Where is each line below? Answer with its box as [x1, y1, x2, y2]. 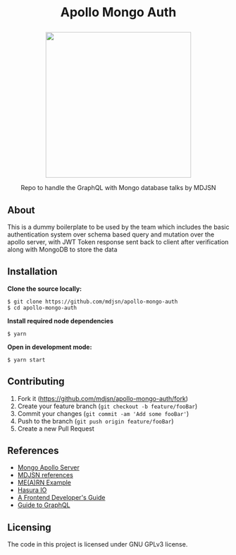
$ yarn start [7, 356, 46, 364]
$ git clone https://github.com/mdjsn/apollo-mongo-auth [7, 298, 178, 305]
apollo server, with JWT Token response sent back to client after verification [7, 238, 229, 246]
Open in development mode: [7, 342, 92, 351]
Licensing [7, 521, 51, 533]
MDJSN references [17, 471, 74, 479]
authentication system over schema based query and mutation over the [7, 230, 215, 239]
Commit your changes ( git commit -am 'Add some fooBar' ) [17, 409, 190, 417]
